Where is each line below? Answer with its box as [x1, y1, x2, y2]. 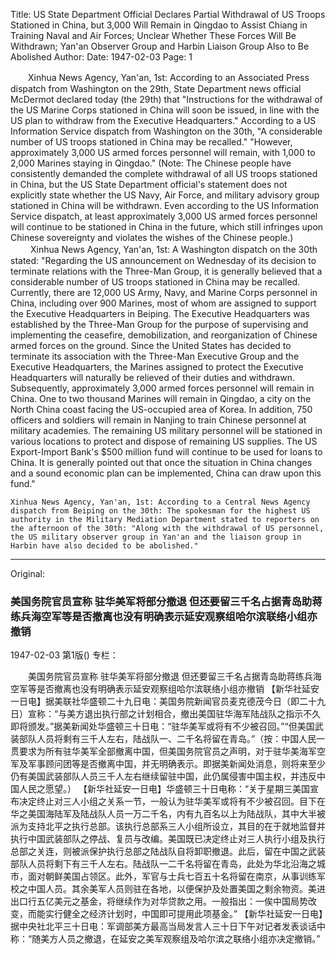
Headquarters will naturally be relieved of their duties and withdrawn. [10, 372, 295, 383]
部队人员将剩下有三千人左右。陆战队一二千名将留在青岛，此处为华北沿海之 [10, 858, 317, 870]
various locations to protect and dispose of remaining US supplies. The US [10, 435, 318, 447]
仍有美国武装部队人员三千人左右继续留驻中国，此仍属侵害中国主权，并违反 [10, 770, 317, 783]
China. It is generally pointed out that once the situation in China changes [10, 457, 313, 468]
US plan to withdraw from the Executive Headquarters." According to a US [10, 115, 317, 126]
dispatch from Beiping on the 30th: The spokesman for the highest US [10, 506, 311, 516]
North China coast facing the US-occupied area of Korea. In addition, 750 [10, 404, 313, 415]
